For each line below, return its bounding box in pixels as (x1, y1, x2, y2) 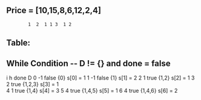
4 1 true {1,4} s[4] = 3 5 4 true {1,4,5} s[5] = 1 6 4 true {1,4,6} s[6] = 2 (6, 87, 178, 95)
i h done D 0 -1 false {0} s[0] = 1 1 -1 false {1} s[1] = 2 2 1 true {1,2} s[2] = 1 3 (6, 74, 195, 81)
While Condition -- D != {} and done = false (6, 58, 171, 69)
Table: (6, 38, 31, 48)
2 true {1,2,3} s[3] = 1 (6, 81, 59, 88)
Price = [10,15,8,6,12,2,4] (6, 5, 102, 16)
